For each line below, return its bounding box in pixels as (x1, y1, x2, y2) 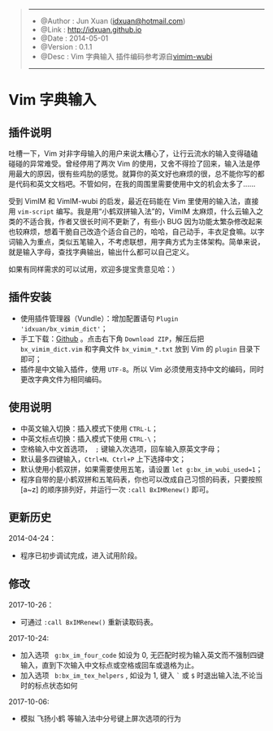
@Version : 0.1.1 (40, 42, 93, 51)
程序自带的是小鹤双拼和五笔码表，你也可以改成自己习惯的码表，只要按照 (19, 474, 262, 484)
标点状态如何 (34, 681, 78, 690)
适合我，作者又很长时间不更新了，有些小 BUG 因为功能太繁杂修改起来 (29, 217, 262, 226)
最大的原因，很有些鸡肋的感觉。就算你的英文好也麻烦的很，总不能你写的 (15, 169, 258, 179)
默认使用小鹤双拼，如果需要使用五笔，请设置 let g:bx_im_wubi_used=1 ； (19, 464, 263, 474)
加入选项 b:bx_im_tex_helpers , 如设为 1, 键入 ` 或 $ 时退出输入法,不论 (19, 671, 256, 681)
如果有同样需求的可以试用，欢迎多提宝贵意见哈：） (8, 265, 180, 274)
